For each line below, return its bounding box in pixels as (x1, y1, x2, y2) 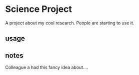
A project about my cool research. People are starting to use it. (5, 20, 134, 26)
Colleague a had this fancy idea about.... (5, 65, 88, 71)
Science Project (5, 3, 72, 15)
